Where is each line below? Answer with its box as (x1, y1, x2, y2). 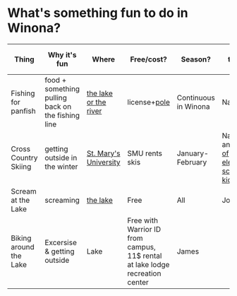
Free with (127, 215, 159, 225)
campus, (127, 242, 157, 251)
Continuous (176, 93, 215, 102)
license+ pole (127, 97, 171, 107)
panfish (11, 106, 37, 116)
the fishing (44, 110, 80, 120)
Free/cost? (130, 54, 167, 64)
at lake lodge (127, 259, 170, 269)
